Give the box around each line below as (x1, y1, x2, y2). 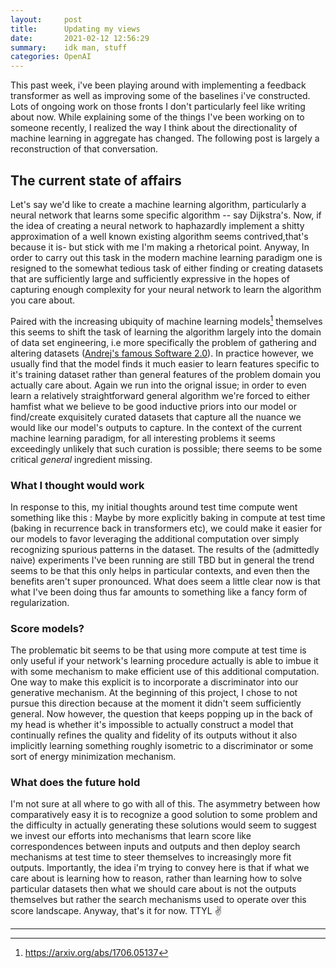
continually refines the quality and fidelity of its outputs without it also (10, 729, 298, 741)
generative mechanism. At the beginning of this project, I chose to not (10, 687, 298, 699)
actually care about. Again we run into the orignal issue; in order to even (10, 379, 307, 391)
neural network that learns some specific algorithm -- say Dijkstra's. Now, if (10, 209, 322, 221)
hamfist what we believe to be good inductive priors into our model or (10, 400, 297, 412)
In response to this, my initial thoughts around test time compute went (10, 501, 298, 513)
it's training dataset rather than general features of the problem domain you (10, 368, 322, 380)
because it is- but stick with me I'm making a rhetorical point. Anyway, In (10, 241, 310, 253)
